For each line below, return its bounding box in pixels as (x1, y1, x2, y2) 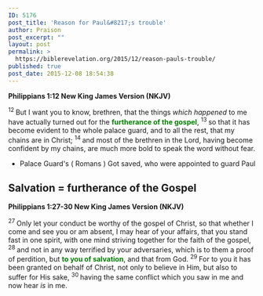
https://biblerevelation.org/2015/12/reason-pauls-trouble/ (15, 56, 216, 63)
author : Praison (8, 26, 61, 34)
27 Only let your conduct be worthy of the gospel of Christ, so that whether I (8, 217, 254, 228)
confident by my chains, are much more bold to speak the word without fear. (8, 143, 256, 153)
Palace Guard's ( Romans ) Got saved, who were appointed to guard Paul (19, 158, 256, 168)
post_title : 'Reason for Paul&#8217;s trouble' (8, 19, 167, 27)
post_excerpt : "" (8, 33, 65, 42)
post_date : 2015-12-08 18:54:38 (8, 70, 114, 78)
